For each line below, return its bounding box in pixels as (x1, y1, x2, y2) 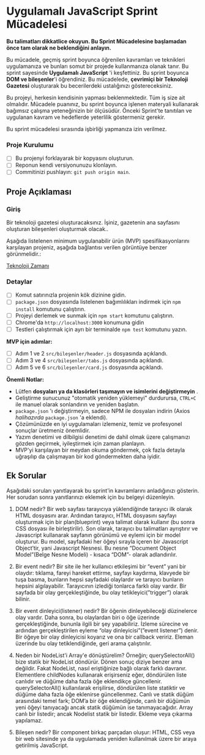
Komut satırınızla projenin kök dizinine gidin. (15, 291, 127, 298)
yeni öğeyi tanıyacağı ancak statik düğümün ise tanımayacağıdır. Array (15, 704, 193, 711)
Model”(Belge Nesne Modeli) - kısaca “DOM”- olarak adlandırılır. (15, 550, 177, 558)
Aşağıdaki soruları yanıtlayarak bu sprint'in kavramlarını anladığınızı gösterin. (6, 487, 199, 494)
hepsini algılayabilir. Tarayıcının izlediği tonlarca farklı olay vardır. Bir (15, 582, 187, 590)
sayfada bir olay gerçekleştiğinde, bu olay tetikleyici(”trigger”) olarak (15, 588, 188, 596)
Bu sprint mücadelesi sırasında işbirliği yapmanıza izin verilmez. (6, 125, 167, 132)
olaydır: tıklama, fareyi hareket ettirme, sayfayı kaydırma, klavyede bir (15, 569, 190, 577)
